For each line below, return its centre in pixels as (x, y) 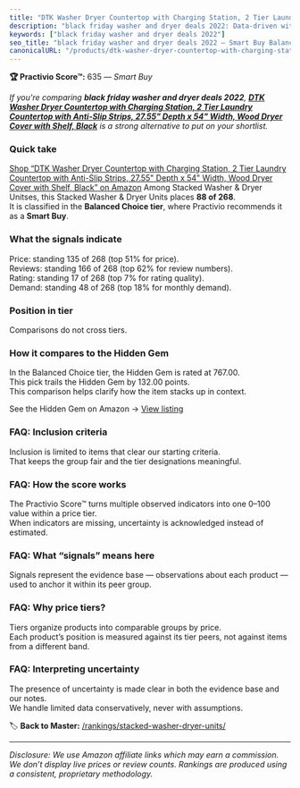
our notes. (28, 698)
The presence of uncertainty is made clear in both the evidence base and (144, 689)
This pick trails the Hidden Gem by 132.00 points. (100, 382)
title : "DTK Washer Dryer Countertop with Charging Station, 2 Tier (139, 17)
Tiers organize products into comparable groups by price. (115, 627)
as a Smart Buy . (39, 216)
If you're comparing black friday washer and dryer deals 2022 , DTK (137, 97)
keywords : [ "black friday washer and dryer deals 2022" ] (117, 34)
